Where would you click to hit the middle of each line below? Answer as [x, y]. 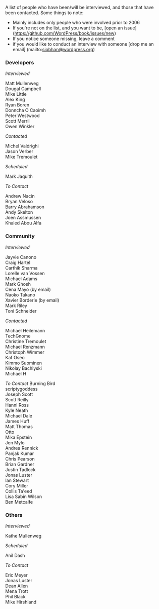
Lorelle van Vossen [25, 273]
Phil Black [16, 596]
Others [14, 515]
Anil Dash [15, 555]
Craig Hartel [18, 262]
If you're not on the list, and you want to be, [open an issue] [75, 28]
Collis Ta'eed [19, 491]
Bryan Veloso [19, 202]
